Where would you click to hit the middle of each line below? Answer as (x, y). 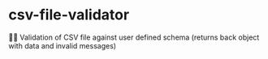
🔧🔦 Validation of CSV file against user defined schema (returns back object (134, 37)
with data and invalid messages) (62, 45)
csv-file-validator (69, 15)
